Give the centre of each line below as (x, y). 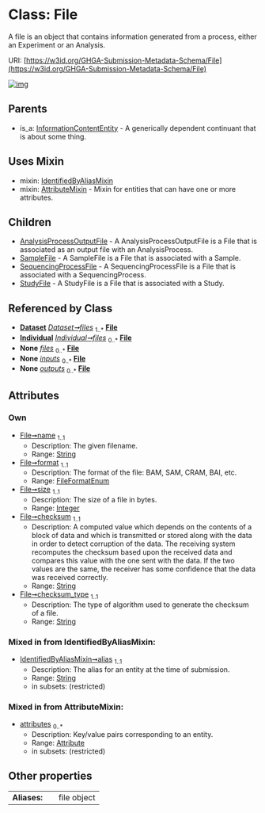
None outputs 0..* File (55, 370)
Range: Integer (56, 508)
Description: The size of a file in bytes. (94, 500)
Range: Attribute (58, 743)
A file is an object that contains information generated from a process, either (132, 36)
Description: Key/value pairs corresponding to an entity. (122, 735)
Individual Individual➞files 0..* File (76, 338)
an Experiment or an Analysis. (57, 44)
